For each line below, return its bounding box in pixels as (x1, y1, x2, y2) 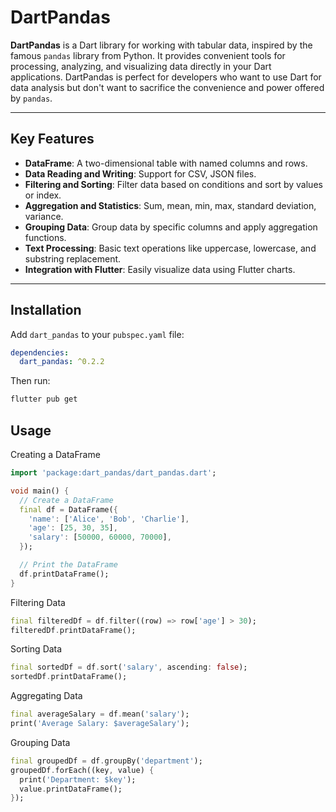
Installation (10, 302, 82, 319)
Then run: (10, 375, 51, 387)
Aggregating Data (10, 690, 83, 702)
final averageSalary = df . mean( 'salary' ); (10, 709, 190, 720)
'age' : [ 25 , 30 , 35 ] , (28, 523, 118, 533)
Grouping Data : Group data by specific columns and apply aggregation (24, 221, 318, 233)
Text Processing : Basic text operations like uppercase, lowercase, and (24, 242, 317, 254)
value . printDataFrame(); (19, 784, 123, 794)
